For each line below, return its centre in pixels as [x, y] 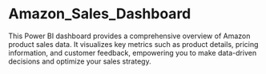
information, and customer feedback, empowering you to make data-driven [133, 53]
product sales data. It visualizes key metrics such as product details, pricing [133, 44]
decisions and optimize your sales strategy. [80, 61]
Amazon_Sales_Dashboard [100, 14]
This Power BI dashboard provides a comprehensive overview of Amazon [129, 36]
